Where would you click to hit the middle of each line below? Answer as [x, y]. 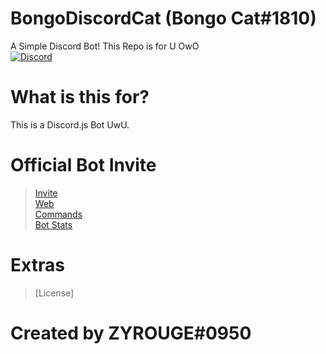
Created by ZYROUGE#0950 [131, 333]
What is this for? [80, 97]
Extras [37, 265]
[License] [54, 293]
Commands [58, 214]
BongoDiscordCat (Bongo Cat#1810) [163, 18]
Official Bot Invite [83, 165]
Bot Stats [53, 224]
